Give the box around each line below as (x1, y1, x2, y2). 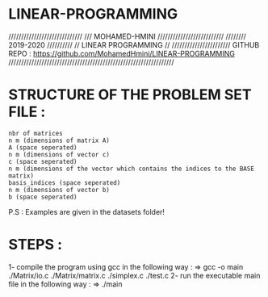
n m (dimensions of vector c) (8, 150, 111, 158)
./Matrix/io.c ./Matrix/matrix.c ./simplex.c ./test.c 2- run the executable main (8, 270, 261, 280)
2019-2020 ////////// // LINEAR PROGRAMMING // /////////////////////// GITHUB (8, 40, 260, 49)
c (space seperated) (8, 157, 78, 165)
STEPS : (8, 236, 63, 254)
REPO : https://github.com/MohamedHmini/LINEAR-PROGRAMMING (8, 48, 236, 58)
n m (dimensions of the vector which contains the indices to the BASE (8, 165, 254, 173)
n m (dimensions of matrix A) (8, 136, 111, 144)
